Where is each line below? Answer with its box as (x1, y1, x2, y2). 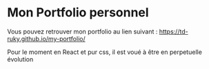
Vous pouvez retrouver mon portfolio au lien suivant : (7, 27, 158, 36)
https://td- (159, 27, 188, 36)
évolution (7, 55, 34, 63)
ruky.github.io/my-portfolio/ (7, 34, 86, 42)
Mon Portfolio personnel (7, 5, 150, 20)
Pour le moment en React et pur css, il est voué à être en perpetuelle (7, 48, 202, 56)
